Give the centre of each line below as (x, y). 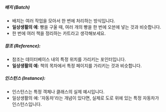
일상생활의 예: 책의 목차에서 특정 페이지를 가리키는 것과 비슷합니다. (77, 65)
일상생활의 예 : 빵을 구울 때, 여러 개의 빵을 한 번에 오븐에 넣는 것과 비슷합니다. (87, 27)
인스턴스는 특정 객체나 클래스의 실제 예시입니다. (58, 91)
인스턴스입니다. (27, 104)
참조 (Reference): (23, 46)
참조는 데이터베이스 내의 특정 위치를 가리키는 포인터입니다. (69, 59)
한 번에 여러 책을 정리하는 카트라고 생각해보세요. (59, 33)
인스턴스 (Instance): (25, 78)
